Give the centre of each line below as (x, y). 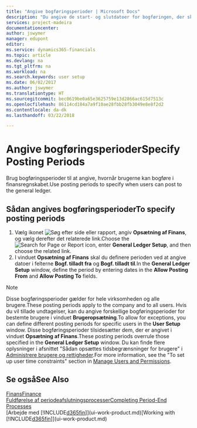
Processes (19, 406)
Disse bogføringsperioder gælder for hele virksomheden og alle (83, 299)
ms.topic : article (28, 55)
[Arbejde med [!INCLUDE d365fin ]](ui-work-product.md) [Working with (91, 412)
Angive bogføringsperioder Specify (93, 149)
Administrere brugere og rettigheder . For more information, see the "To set (95, 355)
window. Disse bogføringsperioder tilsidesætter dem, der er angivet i (89, 330)
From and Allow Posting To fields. (56, 276)
